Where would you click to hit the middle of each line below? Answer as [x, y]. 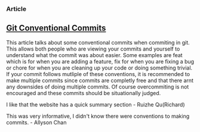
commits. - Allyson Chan [36, 122]
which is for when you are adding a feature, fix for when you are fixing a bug [100, 61]
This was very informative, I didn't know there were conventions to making [98, 116]
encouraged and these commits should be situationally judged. [84, 93]
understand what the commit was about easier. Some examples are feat [95, 55]
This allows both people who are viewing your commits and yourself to [93, 49]
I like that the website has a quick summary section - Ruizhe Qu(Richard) [96, 104]
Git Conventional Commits [56, 28]
